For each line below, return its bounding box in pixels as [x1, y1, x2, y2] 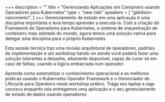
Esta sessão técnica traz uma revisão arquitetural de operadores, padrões [5, 45, 155, 51]
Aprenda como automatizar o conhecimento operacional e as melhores [5, 70, 149, 76]
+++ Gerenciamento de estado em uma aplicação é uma [35, 15, 150, 20]
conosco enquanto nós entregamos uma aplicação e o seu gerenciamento [5, 86, 156, 92]
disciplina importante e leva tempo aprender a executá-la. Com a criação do [5, 20, 160, 26]
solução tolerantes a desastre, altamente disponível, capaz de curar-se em [5, 56, 157, 61]
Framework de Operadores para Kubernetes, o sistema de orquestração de [5, 25, 158, 31]
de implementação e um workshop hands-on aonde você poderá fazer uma [5, 50, 159, 56]
